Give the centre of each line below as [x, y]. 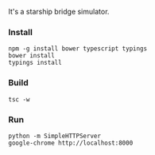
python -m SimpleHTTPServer [55, 136]
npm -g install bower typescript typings [78, 49]
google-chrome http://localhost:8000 [71, 143]
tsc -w [19, 99]
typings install [35, 63]
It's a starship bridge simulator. [59, 12]
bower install [32, 56]
